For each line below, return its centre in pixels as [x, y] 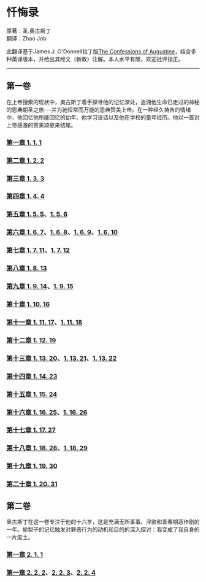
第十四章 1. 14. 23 [32, 376]
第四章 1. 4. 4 [25, 196]
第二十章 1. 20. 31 [32, 484]
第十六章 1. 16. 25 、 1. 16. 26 [47, 412]
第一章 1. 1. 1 [24, 142]
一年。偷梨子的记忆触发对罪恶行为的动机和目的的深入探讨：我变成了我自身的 [103, 529]
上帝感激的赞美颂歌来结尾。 [41, 125]
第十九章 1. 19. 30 [32, 466]
